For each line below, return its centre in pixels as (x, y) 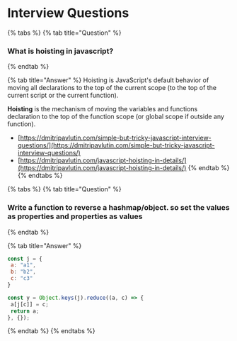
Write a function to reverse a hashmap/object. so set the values (118, 208)
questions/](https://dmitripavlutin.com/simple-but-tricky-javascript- (116, 145)
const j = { (25, 259)
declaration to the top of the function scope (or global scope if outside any (116, 117)
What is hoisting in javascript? (60, 51)
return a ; (25, 311)
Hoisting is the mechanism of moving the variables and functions (103, 109)
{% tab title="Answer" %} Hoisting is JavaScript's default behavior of (108, 80)
